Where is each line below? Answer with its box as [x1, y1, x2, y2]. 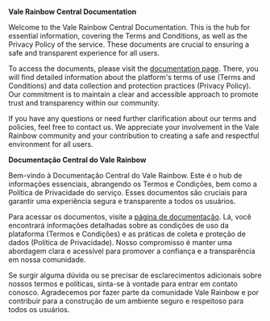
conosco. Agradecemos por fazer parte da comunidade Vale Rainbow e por [8, 288, 260, 297]
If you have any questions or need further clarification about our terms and [8, 114, 256, 123]
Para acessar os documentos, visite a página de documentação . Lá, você [8, 212, 251, 221]
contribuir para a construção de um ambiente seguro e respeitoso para [8, 296, 244, 306]
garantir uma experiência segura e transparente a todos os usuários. [8, 197, 236, 206]
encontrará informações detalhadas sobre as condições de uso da [8, 221, 230, 230]
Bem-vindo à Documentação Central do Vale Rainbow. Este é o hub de [8, 171, 243, 180]
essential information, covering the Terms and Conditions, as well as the [8, 31, 248, 40]
